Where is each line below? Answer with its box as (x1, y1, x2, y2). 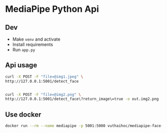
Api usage (5, 61, 37, 70)
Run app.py (12, 47, 36, 52)
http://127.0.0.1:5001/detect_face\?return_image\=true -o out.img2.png (5, 96, 159, 102)
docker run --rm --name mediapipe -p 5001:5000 (5, 124, 106, 129)
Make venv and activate (12, 36, 61, 42)
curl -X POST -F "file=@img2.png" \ (5, 92, 81, 97)
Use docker (5, 110, 41, 119)
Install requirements (12, 42, 53, 47)
